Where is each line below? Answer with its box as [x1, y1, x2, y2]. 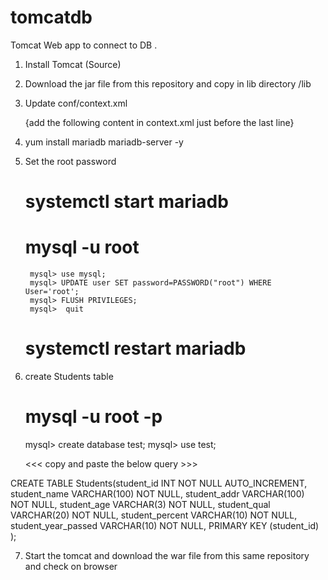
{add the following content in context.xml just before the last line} [24, 116, 295, 128]
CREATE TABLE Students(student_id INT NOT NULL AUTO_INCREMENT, [10, 477, 308, 489]
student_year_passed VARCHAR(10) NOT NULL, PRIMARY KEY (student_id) [10, 519, 320, 531]
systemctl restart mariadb [24, 337, 247, 360]
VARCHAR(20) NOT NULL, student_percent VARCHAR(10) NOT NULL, [10, 509, 298, 521]
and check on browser [24, 560, 118, 572]
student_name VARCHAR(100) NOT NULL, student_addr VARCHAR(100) [10, 487, 305, 500]
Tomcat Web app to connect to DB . [10, 39, 158, 51]
